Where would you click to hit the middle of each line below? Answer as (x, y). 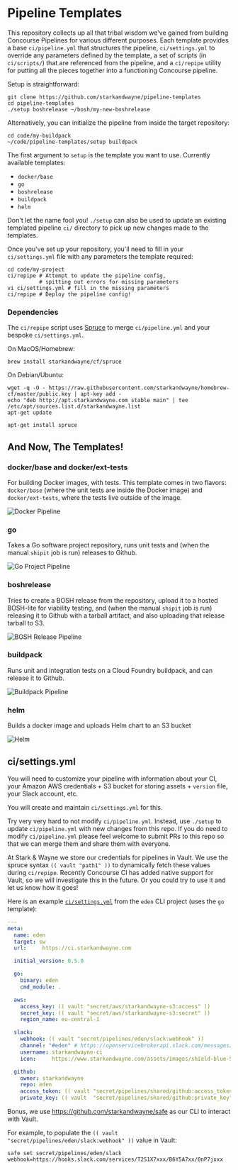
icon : (28, 1059)
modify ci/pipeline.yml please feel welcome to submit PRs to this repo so (116, 836)
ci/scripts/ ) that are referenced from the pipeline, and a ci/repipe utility (114, 62)
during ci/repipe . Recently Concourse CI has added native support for (110, 872)
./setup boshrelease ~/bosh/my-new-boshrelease (79, 109)
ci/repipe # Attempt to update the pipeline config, (87, 275)
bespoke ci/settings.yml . (45, 335)
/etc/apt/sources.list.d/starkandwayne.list (74, 407)
